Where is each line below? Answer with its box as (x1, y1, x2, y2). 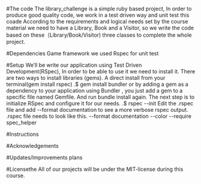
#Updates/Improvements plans (6, 154, 83, 161)
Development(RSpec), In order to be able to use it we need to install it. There (6, 68, 196, 75)
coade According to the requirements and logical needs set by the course (6, 18, 188, 25)
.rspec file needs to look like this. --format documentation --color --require (6, 112, 192, 120)
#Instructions (6, 130, 39, 138)
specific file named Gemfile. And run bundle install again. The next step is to (6, 93, 195, 100)
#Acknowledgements (6, 143, 59, 149)
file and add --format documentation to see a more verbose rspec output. (6, 106, 188, 113)
